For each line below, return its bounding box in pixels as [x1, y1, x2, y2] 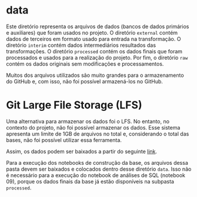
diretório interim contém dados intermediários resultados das [6, 42, 156, 49]
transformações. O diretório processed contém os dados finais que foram [6, 47, 183, 55]
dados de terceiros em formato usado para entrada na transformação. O [6, 35, 181, 42]
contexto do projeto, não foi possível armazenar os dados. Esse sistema [6, 124, 181, 131]
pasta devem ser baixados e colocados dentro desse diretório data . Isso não [6, 165, 192, 172]
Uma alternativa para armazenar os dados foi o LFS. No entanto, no [6, 118, 169, 125]
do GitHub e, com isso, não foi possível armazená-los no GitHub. [6, 77, 163, 85]
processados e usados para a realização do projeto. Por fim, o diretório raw [6, 54, 188, 61]
